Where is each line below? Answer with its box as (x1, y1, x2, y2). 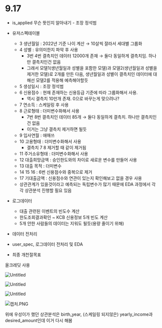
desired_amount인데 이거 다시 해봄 (5, 317, 73, 323)
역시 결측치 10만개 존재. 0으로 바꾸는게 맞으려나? (26, 95, 120, 101)
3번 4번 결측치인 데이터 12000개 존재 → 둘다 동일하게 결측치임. (26, 52, 147, 59)
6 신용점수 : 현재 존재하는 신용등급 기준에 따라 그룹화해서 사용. (19, 89, 138, 95)
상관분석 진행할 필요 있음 (24, 187, 72, 193)
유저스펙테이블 (12, 30, 40, 36)
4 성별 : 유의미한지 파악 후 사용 (19, 47, 78, 52)
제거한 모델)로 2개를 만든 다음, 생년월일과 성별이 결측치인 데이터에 (26, 71, 152, 77)
